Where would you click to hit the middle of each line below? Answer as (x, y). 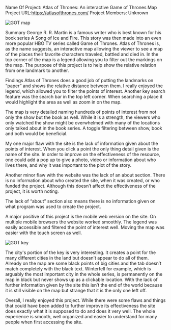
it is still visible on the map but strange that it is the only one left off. (76, 290)
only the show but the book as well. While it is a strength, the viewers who (83, 117)
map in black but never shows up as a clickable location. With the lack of (81, 280)
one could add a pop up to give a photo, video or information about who (81, 160)
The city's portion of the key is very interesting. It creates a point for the (81, 252)
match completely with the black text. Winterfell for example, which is (78, 269)
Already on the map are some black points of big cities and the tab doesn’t (83, 263)
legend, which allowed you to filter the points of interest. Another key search (85, 91)
